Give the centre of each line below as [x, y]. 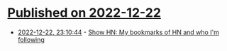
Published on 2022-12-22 [84, 13]
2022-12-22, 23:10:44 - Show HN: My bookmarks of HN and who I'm [118, 32]
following [31, 39]
